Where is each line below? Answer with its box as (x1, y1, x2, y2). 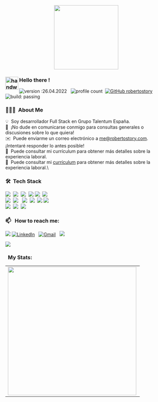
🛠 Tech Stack (5, 177, 42, 185)
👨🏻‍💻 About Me (5, 106, 44, 114)
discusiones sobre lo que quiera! (5, 129, 74, 136)
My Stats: (7, 254, 32, 261)
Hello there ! (19, 76, 50, 83)
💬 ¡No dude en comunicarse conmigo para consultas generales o (5, 124, 144, 130)
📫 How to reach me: (5, 217, 60, 224)
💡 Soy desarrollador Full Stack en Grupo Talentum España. (5, 118, 130, 124)
